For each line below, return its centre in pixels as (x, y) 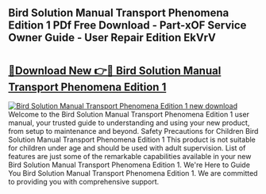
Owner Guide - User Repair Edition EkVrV (112, 38)
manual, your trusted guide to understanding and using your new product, (129, 123)
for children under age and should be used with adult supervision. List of (127, 148)
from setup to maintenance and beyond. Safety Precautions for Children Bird (133, 131)
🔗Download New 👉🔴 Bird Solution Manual (115, 70)
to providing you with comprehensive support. (84, 182)
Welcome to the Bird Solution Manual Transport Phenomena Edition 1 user (129, 114)
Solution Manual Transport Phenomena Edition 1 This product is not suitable (132, 139)
